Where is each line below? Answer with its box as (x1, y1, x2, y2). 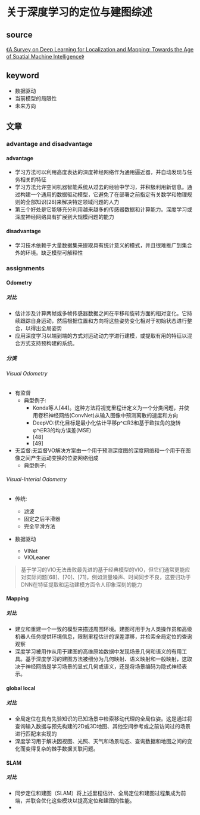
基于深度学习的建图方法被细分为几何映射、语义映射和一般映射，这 (25, 655, 187, 663)
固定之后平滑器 (23, 515, 61, 522)
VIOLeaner (23, 554, 51, 561)
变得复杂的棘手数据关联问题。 (25, 745, 99, 752)
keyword (6, 71, 40, 81)
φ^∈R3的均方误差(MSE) (32, 426, 92, 434)
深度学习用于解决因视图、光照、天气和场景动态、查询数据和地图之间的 (14, 737, 187, 744)
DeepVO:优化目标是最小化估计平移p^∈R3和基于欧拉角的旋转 (32, 419, 181, 426)
